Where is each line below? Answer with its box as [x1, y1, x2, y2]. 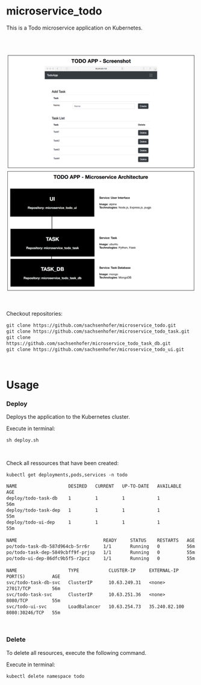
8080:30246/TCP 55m [6, 610, 61, 616]
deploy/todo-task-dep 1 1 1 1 [6, 507, 161, 513]
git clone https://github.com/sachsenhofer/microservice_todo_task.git [6, 328, 190, 334]
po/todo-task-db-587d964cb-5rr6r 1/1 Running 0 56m [6, 543, 196, 549]
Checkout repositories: [6, 310, 63, 317]
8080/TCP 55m [6, 598, 61, 604]
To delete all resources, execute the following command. [6, 649, 147, 656]
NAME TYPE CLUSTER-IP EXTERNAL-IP [6, 568, 179, 574]
